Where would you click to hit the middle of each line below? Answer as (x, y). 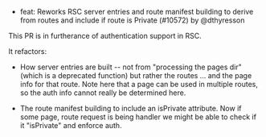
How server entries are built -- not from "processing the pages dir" (131, 67)
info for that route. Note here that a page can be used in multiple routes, (139, 84)
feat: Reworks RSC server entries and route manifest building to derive (137, 12)
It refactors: (28, 51)
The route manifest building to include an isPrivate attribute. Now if (131, 108)
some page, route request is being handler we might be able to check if (138, 117)
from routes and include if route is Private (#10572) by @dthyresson (132, 20)
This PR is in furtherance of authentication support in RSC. (105, 36)
